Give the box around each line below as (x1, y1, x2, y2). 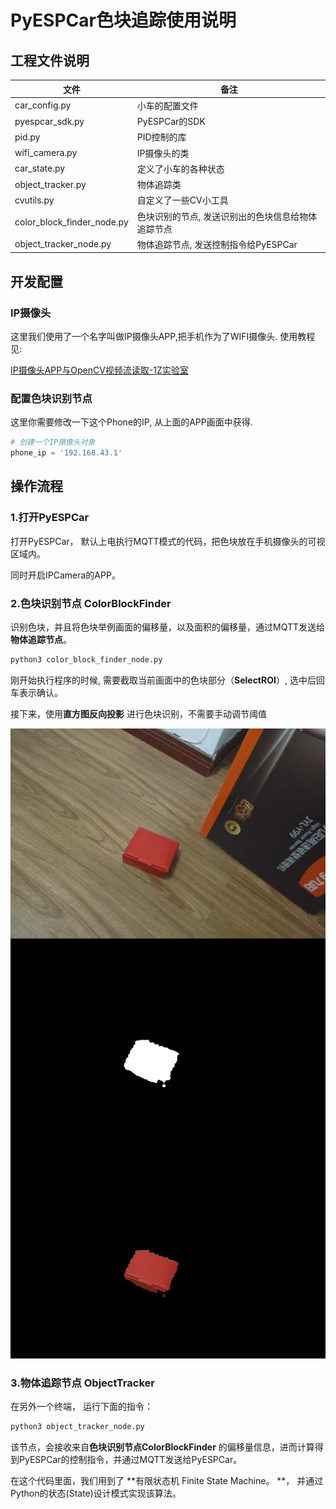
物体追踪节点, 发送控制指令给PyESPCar (136, 238, 298, 250)
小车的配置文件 (136, 99, 199, 111)
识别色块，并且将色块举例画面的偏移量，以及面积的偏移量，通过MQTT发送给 (10, 621, 326, 633)
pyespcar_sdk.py (14, 115, 85, 127)
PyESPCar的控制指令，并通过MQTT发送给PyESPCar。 (18, 1454, 243, 1466)
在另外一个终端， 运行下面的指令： (10, 1401, 153, 1413)
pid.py (14, 131, 41, 143)
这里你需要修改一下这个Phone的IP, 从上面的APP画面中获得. (10, 416, 253, 428)
